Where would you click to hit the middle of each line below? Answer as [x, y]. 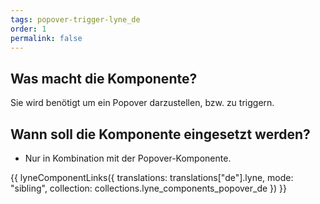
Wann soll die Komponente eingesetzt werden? [160, 134]
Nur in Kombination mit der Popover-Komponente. [128, 158]
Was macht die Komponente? [104, 78]
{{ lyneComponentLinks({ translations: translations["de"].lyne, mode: [152, 177]
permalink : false [46, 38]
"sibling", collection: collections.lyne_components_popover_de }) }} [149, 188]
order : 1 [28, 29]
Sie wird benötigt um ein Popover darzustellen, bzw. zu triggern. [142, 103]
